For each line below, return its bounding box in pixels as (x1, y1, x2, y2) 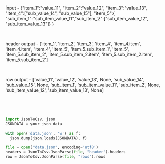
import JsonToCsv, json (5, 117, 56, 122)
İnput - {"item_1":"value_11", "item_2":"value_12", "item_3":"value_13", (5, 5, 147, 11)
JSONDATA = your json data (5, 121, 62, 126)
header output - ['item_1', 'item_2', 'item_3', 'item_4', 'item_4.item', (5, 41, 141, 47)
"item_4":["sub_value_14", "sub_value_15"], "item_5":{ (5, 10, 115, 16)
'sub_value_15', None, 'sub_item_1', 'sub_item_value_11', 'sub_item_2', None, (5, 82, 161, 88)
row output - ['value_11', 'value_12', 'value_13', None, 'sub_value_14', (5, 77, 144, 82)
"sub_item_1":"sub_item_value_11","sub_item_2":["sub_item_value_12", (5, 16, 148, 21)
